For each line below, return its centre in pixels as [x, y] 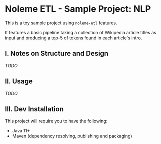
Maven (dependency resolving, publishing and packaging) [72, 136]
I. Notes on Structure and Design [57, 54]
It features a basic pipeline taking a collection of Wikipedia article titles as [80, 32]
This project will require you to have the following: [56, 121]
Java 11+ [21, 131]
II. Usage [19, 82]
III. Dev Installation [34, 109]
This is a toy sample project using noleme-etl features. [61, 23]
